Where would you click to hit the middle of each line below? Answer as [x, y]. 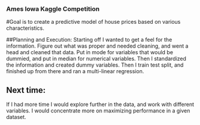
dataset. [16, 117]
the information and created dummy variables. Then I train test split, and [95, 65]
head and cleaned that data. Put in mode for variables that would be [90, 52]
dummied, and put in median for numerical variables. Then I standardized [96, 59]
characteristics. [25, 28]
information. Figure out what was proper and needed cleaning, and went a [97, 46]
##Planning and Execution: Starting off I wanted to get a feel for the [89, 40]
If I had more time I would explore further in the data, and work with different [100, 104]
